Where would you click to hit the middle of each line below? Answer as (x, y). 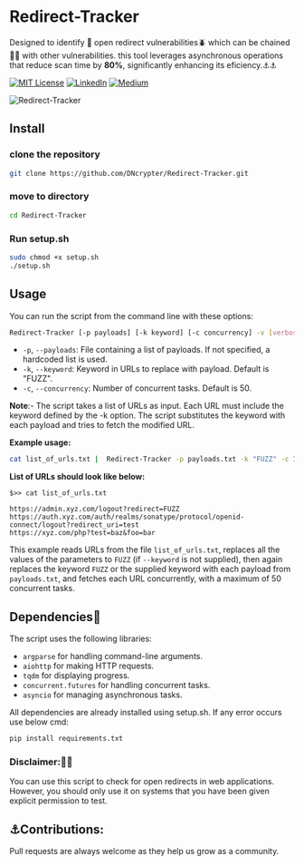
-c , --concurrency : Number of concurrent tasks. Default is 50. (137, 388)
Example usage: (40, 442)
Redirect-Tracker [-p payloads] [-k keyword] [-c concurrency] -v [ (141, 333)
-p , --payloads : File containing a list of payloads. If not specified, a (146, 350)
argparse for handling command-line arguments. (113, 656)
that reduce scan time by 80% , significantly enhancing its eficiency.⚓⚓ (143, 64)
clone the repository (55, 154)
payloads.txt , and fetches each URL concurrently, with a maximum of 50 (146, 578)
